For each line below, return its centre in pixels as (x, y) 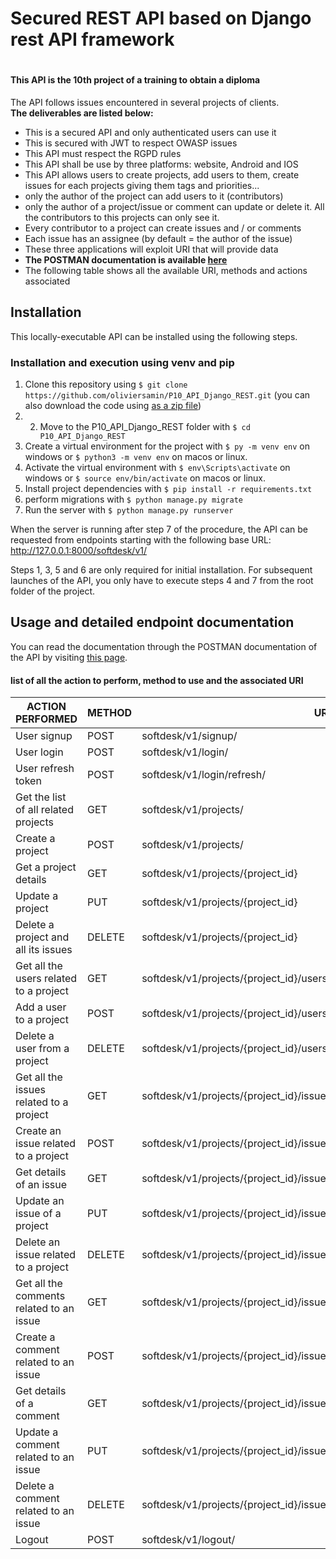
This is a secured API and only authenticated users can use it (150, 132)
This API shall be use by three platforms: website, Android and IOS (161, 164)
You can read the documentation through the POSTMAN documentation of (164, 646)
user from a (42, 1049)
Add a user (41, 1007)
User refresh (45, 769)
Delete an (38, 1242)
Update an (40, 1201)
